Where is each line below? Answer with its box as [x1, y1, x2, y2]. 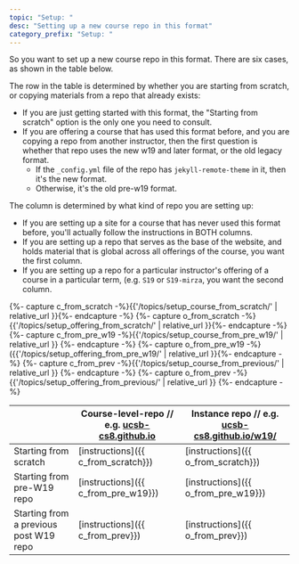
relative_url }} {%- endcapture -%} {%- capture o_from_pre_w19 [9, 339, 245, 350]
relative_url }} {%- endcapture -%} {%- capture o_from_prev [9, 367, 231, 379]
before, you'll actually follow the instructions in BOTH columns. [21, 227, 254, 238]
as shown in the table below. [9, 63, 114, 74]
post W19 [13, 529, 55, 542]
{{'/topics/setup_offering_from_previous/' [9, 377, 161, 388]
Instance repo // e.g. [190, 407, 279, 420]
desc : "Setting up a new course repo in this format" [9, 21, 214, 30]
